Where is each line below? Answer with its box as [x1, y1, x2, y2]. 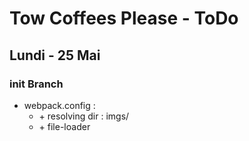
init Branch [9, 77, 64, 91]
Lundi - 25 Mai [9, 47, 101, 64]
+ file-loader [38, 120, 91, 132]
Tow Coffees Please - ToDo [9, 7, 239, 30]
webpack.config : [23, 99, 96, 111]
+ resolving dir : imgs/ [38, 110, 130, 122]
